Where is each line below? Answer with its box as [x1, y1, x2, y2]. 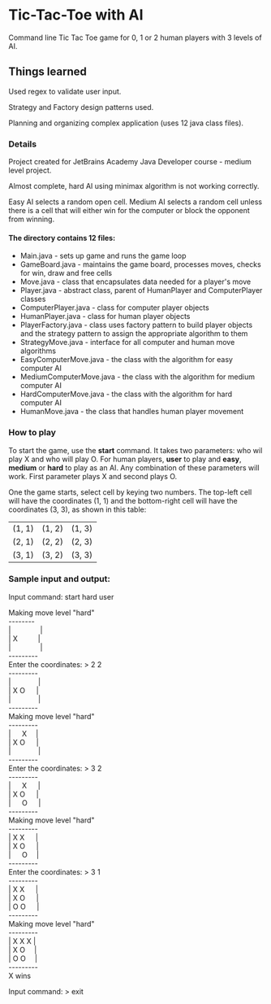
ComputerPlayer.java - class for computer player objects [19, 303, 209, 312]
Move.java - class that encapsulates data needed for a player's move [19, 277, 252, 286]
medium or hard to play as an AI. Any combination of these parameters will [8, 462, 260, 473]
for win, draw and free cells [19, 268, 112, 278]
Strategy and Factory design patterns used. [8, 102, 154, 111]
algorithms [19, 346, 57, 356]
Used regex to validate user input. [8, 86, 122, 96]
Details [8, 138, 37, 150]
